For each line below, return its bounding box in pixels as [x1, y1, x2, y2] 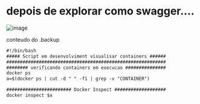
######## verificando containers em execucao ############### [6, 65, 166, 71]
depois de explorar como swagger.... [6, 4, 195, 18]
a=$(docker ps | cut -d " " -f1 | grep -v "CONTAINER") [6, 76, 150, 82]
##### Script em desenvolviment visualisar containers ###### [6, 53, 166, 59]
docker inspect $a [6, 93, 53, 99]
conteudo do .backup [6, 36, 60, 43]
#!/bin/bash [6, 47, 36, 54]
